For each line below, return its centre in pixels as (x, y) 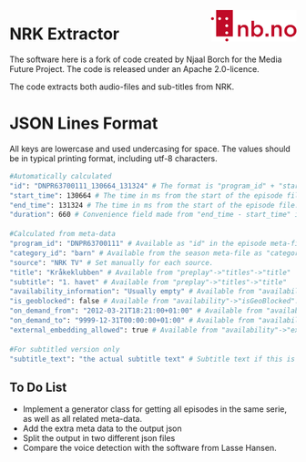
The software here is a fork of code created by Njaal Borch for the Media (146, 59)
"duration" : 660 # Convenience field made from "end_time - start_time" (150, 215)
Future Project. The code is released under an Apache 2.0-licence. (134, 68)
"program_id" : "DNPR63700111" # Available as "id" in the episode (138, 243)
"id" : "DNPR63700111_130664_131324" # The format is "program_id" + (142, 186)
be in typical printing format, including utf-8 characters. (114, 158)
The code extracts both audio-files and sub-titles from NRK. (122, 87)
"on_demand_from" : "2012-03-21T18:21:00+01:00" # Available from (136, 311)
